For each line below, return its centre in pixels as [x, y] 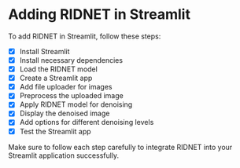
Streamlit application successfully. [64, 155]
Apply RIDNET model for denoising [76, 104]
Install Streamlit [44, 51]
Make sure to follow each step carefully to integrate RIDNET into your [120, 147]
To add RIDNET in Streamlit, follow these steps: [85, 36]
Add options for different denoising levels [87, 122]
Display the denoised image [65, 113]
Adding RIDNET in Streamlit [100, 15]
